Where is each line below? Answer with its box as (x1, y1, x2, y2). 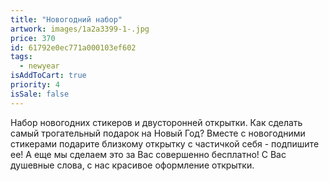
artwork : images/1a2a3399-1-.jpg (10, 24, 150, 34)
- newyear (19, 61, 60, 71)
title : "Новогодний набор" (10, 14, 123, 25)
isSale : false (10, 89, 70, 99)
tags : (10, 52, 33, 62)
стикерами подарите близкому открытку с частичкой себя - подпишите (10, 137, 320, 150)
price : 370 (10, 33, 56, 43)
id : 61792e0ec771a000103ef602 (10, 42, 137, 53)
